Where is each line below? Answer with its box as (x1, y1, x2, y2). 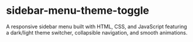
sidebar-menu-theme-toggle (6, 4, 149, 17)
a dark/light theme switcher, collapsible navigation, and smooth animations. (6, 29, 188, 36)
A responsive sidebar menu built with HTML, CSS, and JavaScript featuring (6, 23, 187, 30)
